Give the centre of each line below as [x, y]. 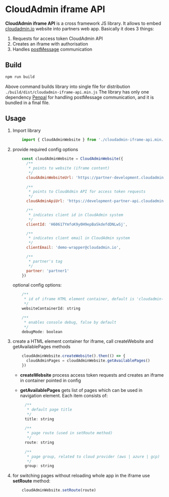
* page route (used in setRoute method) [70, 433]
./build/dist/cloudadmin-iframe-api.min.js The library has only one [77, 92]
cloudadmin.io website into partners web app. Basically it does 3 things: [80, 28]
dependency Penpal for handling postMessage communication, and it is [80, 97]
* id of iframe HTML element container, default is [79, 299]
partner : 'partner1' [48, 271]
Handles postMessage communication [52, 49]
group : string [39, 466]
